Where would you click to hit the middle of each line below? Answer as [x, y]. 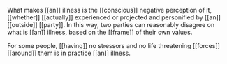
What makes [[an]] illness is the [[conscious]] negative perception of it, [109, 10]
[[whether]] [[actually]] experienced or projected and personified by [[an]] [114, 17]
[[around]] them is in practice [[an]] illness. [69, 53]
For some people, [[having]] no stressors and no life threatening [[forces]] [113, 46]
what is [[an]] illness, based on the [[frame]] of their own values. [100, 32]
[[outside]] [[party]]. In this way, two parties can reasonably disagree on [111, 25]
